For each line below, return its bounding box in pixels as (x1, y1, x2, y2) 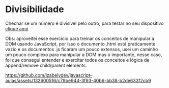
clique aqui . (5, 25, 30, 31)
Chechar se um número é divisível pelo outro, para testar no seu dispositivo (5, 20, 164, 26)
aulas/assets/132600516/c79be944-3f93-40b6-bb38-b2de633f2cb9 (5, 77, 151, 83)
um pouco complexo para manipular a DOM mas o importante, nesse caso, (5, 52, 162, 58)
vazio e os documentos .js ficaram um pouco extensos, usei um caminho (5, 46, 158, 52)
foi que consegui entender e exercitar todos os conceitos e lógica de (5, 57, 150, 63)
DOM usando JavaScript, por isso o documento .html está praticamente (5, 40, 156, 47)
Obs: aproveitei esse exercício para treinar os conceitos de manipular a (5, 35, 154, 41)
